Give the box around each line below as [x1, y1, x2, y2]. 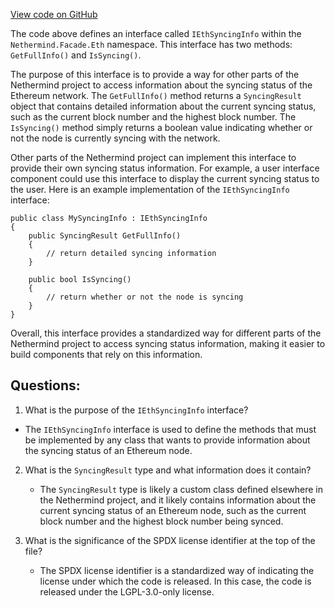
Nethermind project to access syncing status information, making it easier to [10, 338, 326, 349]
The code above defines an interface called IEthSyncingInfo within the [10, 28, 302, 39]
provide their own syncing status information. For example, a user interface [10, 162, 320, 174]
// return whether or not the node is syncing [46, 292, 244, 302]
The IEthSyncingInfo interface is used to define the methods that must [24, 423, 317, 435]
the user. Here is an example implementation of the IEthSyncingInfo [10, 184, 290, 195]
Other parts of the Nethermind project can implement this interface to [10, 152, 297, 163]
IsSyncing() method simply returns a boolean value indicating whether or [10, 122, 313, 133]
